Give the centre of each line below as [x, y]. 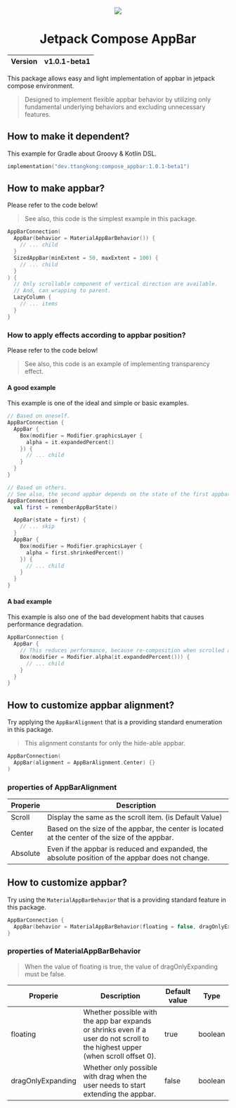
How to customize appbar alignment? [91, 705]
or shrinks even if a [114, 1029]
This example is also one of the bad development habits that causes [106, 617]
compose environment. [41, 86]
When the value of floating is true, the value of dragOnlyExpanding [121, 967]
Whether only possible [120, 1067]
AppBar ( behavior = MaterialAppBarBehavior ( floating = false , [105, 926]
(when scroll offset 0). [120, 1056]
